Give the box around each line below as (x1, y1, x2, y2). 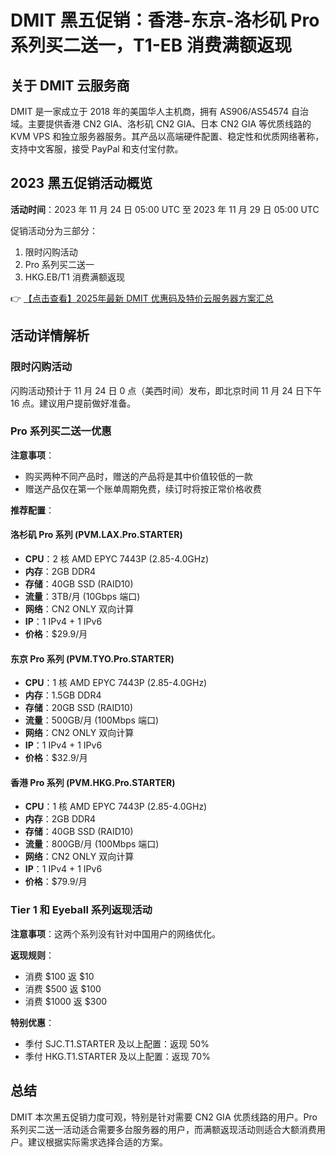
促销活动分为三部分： (10, 224, 98, 236)
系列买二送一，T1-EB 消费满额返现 (10, 34, 293, 57)
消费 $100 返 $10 (24, 970, 95, 982)
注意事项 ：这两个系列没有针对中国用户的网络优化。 (10, 927, 221, 940)
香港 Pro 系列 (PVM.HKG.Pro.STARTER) (10, 776, 176, 788)
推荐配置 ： (10, 504, 55, 516)
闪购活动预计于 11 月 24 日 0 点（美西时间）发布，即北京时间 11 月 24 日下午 (10, 384, 322, 396)
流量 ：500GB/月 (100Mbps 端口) (24, 714, 160, 726)
